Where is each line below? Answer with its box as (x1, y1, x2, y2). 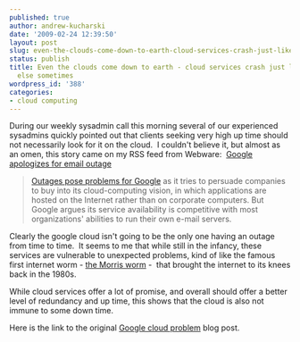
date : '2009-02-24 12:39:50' (9, 29, 118, 38)
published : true (9, 13, 70, 22)
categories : (9, 88, 54, 96)
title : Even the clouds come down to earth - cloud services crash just (9, 63, 286, 72)
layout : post (9, 38, 58, 47)
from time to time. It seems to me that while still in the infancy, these (9, 240, 262, 251)
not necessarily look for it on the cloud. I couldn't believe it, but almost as (9, 139, 281, 150)
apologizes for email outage (9, 158, 112, 170)
